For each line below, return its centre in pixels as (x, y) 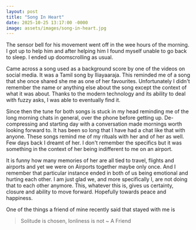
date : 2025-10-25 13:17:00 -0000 (47, 22)
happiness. (19, 198)
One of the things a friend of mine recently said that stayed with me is (91, 209)
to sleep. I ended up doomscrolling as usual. (60, 57)
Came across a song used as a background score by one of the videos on (96, 69)
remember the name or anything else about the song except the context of (97, 88)
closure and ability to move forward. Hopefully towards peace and (86, 192)
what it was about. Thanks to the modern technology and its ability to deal (96, 94)
